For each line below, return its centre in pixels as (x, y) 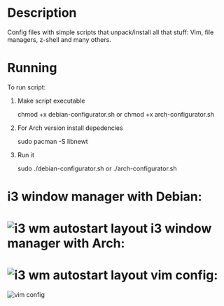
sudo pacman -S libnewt (53, 141)
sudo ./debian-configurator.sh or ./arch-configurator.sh (97, 168)
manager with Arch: (66, 243)
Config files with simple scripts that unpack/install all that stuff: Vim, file (111, 32)
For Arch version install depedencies (70, 128)
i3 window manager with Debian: (105, 197)
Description (42, 13)
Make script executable (51, 101)
